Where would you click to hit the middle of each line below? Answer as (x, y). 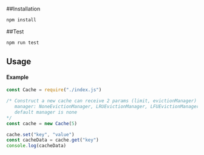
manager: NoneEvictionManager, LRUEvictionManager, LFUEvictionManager (107, 107)
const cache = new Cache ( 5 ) (42, 123)
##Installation (23, 9)
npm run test (23, 43)
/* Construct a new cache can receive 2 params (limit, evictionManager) (102, 101)
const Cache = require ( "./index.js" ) (54, 90)
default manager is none (46, 112)
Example (18, 77)
